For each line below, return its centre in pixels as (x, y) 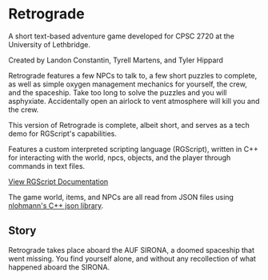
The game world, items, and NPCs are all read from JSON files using (121, 197)
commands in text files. (47, 166)
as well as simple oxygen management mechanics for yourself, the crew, (128, 84)
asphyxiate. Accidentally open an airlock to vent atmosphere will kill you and (134, 101)
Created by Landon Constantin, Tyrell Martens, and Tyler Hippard (116, 60)
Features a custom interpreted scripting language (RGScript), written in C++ (133, 149)
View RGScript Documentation (58, 182)
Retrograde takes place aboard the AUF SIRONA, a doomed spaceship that (131, 250)
